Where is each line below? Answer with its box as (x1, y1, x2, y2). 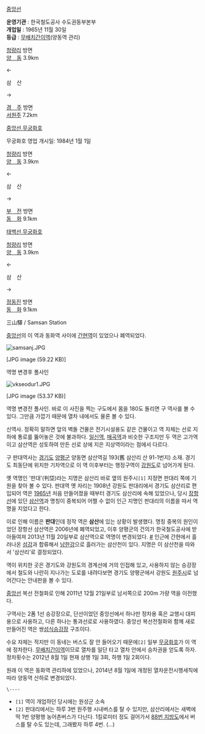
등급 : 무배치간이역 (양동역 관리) (6, 34, 81, 41)
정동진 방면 (6, 298, 33, 305)
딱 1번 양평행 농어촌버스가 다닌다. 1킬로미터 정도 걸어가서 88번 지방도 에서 (15, 713, 189, 720)
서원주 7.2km (6, 112, 38, 118)
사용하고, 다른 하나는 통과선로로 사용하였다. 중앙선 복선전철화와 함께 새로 (22, 618, 195, 625)
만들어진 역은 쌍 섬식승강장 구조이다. (6, 625, 92, 633)
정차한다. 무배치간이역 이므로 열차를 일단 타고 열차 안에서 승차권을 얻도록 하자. (12, 646, 197, 653)
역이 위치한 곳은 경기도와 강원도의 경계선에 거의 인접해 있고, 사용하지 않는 (6, 561, 181, 569)
